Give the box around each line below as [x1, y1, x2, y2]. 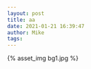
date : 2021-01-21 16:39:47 [7, 23, 85, 29]
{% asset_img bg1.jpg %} [7, 54, 79, 62]
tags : [7, 36, 23, 42]
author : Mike [7, 29, 45, 36]
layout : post [7, 10, 45, 17]
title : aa [7, 16, 36, 23]
